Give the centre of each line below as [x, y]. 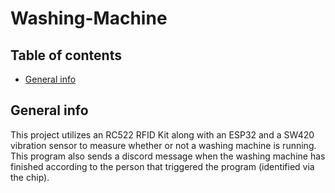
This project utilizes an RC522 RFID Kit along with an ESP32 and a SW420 [162, 134]
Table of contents [66, 55]
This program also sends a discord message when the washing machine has [168, 156]
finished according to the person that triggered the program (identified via [162, 166]
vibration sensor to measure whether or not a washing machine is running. [163, 145]
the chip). [30, 177]
